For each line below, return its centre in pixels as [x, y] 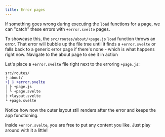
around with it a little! [26, 130]
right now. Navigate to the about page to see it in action [62, 54]
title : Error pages [25, 10]
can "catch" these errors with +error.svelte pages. [58, 29]
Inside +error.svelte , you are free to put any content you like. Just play [78, 125]
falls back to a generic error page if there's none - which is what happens [80, 49]
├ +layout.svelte [23, 96]
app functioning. [22, 115]
